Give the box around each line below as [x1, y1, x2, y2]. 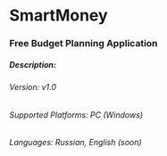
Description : [9, 59, 56, 70]
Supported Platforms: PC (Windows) [9, 109, 144, 120]
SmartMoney [9, 5, 109, 26]
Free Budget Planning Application [9, 37, 158, 50]
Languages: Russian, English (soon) [9, 137, 142, 148]
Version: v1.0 [9, 82, 56, 93]
